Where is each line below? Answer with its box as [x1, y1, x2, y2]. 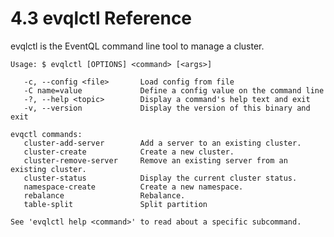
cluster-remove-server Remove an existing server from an [23, 155, 288, 166]
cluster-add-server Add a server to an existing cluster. [23, 138, 302, 148]
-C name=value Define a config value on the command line [23, 85, 325, 96]
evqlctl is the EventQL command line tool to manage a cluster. [10, 40, 265, 52]
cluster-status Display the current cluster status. [23, 173, 298, 183]
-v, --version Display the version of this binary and [23, 103, 311, 113]
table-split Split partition [23, 199, 208, 209]
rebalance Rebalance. [23, 190, 186, 201]
